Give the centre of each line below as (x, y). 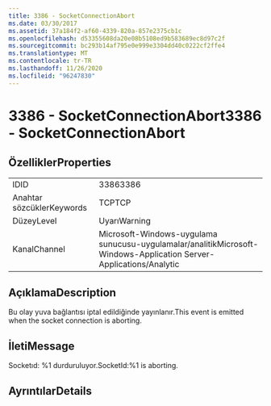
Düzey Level (35, 220)
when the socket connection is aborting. (75, 320)
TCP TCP (115, 203)
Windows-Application (141, 253)
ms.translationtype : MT (48, 53)
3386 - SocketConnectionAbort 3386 (135, 116)
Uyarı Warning (125, 220)
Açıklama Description (63, 293)
